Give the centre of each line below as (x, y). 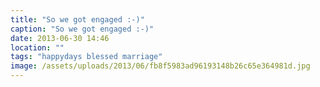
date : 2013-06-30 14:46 (60, 38)
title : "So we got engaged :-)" (77, 19)
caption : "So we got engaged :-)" (82, 29)
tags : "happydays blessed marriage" (86, 57)
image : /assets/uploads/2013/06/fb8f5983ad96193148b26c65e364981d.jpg (160, 66)
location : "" (37, 47)
